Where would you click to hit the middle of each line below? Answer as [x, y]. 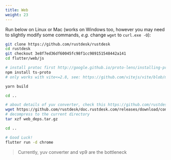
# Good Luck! [19, 138]
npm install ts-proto [28, 72]
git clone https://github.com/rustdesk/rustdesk [58, 44]
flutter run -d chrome [29, 142]
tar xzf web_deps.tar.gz [32, 119]
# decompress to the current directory [48, 115]
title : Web [17, 10]
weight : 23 [17, 15]
